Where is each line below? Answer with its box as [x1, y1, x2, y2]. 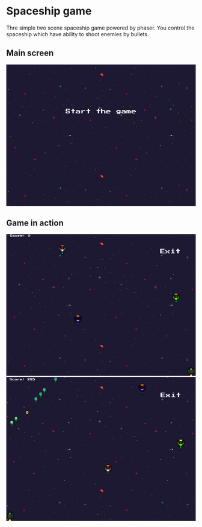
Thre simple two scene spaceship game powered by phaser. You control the [6, 24, 195, 31]
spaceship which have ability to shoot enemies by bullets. [6, 30, 149, 37]
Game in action [6, 218, 64, 229]
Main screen [6, 48, 54, 58]
